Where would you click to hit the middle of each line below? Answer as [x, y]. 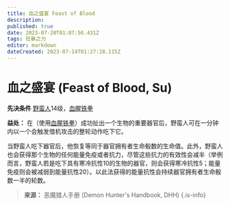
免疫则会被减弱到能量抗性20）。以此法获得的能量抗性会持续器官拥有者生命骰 [114, 172]
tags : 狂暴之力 [27, 39]
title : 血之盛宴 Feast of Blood [51, 13]
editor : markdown [32, 45]
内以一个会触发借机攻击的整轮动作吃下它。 [67, 131]
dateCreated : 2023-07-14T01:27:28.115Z [64, 52]
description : [26, 20]
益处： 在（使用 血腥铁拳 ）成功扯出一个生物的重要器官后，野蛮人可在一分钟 [113, 123]
